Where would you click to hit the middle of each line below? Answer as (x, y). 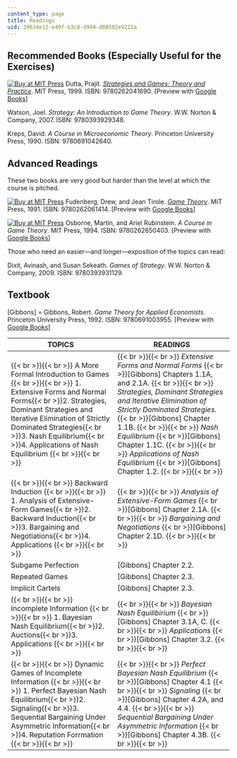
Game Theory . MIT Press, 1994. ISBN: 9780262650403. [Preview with (109, 230)
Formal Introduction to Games (60, 374)
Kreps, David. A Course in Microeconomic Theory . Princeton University (111, 134)
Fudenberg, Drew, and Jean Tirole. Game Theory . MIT (144, 202)
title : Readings (31, 21)
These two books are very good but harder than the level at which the (109, 180)
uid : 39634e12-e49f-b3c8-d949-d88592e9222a (72, 27)
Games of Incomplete (47, 672)
